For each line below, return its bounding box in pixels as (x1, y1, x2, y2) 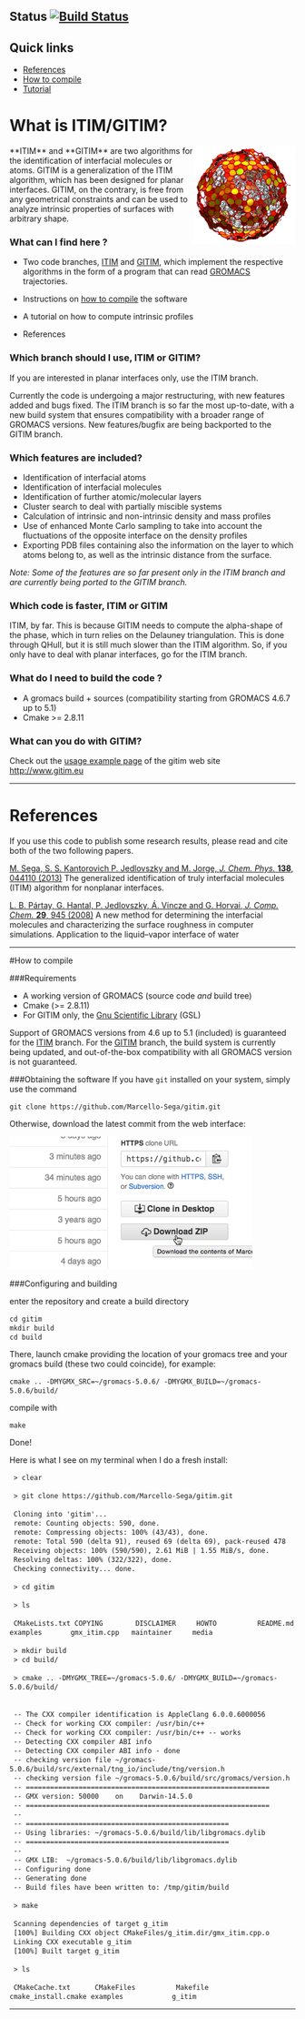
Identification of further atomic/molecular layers (22, 492, 202, 502)
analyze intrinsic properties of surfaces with (9, 204, 174, 215)
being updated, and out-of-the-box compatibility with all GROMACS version (9, 1046, 292, 1057)
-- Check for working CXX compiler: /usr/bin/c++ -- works (13, 1728, 242, 1737)
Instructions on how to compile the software (22, 293, 188, 305)
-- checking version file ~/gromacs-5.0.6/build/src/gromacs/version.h (13, 1773, 290, 1782)
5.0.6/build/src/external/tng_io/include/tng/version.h (9, 1764, 225, 1773)
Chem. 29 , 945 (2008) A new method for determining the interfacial (9, 909, 263, 920)
